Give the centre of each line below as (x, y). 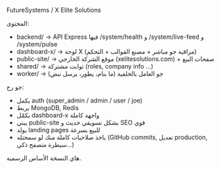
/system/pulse (37, 44)
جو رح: (15, 87)
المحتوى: (18, 23)
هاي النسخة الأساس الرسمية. (44, 158)
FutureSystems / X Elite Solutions (54, 10)
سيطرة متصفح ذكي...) (45, 144)
